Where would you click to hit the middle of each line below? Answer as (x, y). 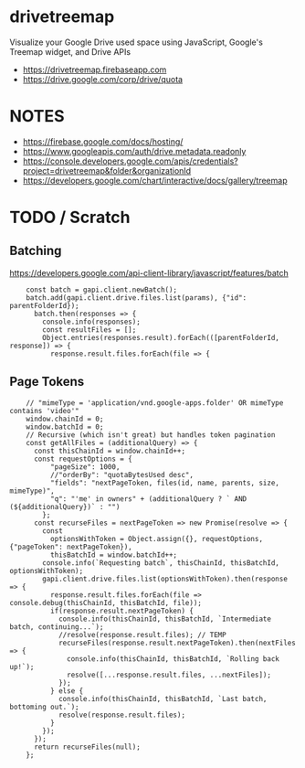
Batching (36, 251)
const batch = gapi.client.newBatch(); (102, 290)
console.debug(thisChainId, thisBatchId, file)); (106, 603)
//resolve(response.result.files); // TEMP (142, 635)
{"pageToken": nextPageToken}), (71, 547)
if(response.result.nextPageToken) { (122, 611)
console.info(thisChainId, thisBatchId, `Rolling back (174, 659)
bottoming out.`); (44, 707)
